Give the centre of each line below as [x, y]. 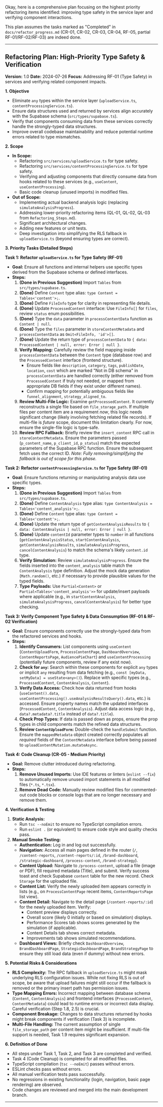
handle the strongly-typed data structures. [54, 126]
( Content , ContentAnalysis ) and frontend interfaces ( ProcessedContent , [82, 998]
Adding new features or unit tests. [53, 228]
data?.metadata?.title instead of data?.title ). [67, 714]
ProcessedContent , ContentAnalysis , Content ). [65, 682]
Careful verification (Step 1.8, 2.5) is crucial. [56, 1009]
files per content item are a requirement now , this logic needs [81, 412]
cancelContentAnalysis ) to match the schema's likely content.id [83, 550]
